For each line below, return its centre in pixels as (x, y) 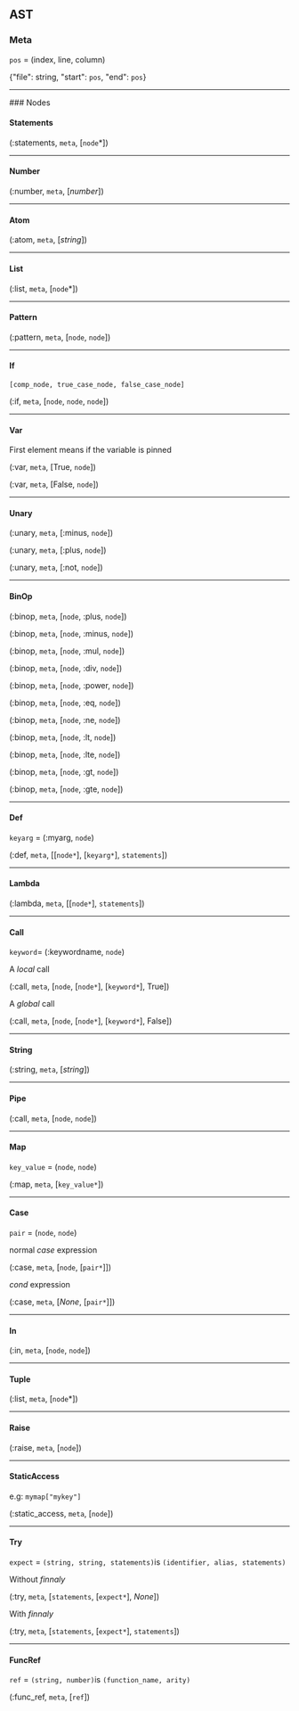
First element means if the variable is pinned (90, 450)
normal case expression (53, 1250)
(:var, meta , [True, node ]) (53, 467)
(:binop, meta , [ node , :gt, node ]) (64, 771)
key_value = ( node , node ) (53, 1166)
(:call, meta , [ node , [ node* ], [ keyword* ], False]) (91, 1021)
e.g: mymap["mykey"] (45, 1496)
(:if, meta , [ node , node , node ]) (59, 401)
